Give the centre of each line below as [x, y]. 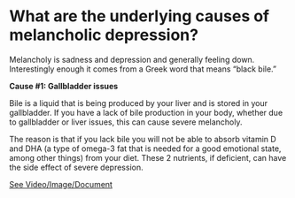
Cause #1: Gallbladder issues [64, 86]
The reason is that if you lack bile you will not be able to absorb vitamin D [143, 139]
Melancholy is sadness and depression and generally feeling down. [132, 59]
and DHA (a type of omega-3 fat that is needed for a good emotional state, [145, 148]
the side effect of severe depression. [76, 167]
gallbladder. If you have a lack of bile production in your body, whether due [146, 112]
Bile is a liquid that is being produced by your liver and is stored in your [139, 103]
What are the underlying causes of [140, 16]
